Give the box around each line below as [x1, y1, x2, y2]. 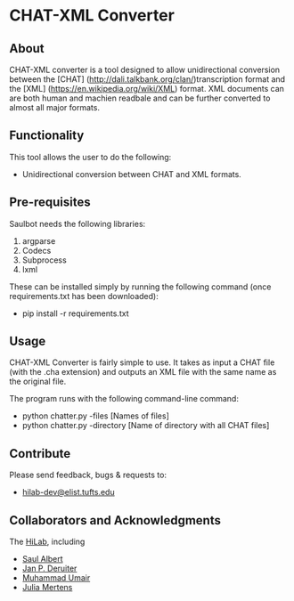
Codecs [21, 245, 52, 256]
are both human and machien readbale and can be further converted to [9, 93, 271, 103]
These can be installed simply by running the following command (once [9, 281, 272, 292]
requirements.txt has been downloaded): [9, 290, 159, 301]
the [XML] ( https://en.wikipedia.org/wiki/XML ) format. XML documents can [9, 84, 285, 93]
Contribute [9, 446, 71, 461]
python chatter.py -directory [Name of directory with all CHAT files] [21, 420, 270, 431]
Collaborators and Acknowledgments [9, 513, 221, 528]
